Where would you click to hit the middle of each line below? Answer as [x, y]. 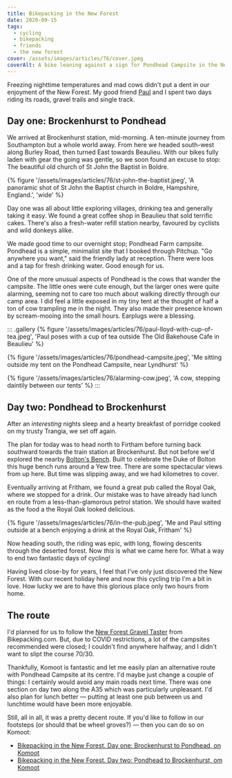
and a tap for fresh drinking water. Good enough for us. [86, 266]
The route [29, 615]
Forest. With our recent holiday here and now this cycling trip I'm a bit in [109, 579]
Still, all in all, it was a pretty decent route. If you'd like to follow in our [106, 718]
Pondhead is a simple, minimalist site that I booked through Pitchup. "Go [110, 251]
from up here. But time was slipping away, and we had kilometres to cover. [113, 474]
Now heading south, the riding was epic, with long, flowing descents [105, 544]
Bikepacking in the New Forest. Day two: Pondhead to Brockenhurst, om [120, 760]
